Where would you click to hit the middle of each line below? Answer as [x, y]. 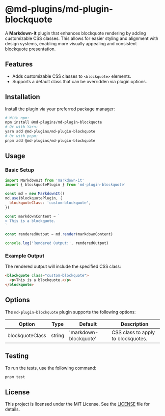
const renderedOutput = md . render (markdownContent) [59, 234]
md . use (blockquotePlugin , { [34, 198]
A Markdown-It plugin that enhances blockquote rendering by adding [76, 33]
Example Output [25, 256]
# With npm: [17, 118]
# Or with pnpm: [22, 136]
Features [19, 64]
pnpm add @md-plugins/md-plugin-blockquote [50, 141]
